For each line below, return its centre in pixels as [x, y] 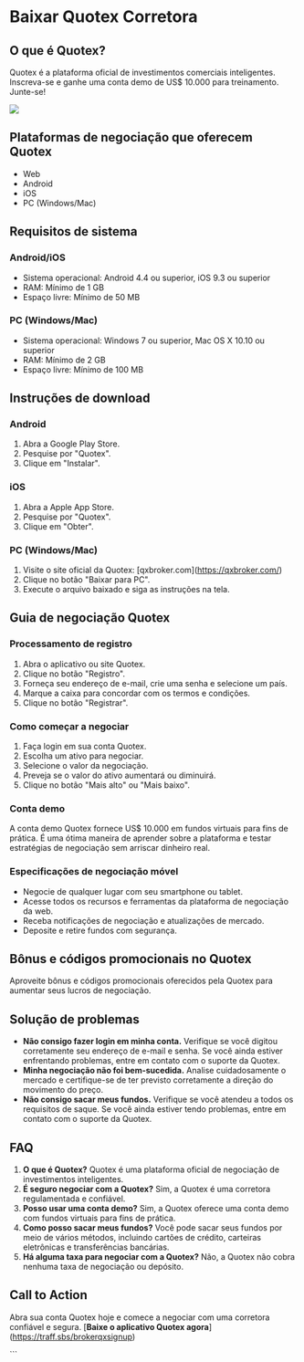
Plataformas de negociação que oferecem [131, 137]
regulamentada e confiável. [74, 1199]
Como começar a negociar [69, 726]
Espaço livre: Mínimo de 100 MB [83, 369]
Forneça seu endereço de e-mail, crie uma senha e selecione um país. [155, 683]
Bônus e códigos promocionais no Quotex [131, 959]
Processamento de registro [71, 644]
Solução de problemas [74, 1019]
